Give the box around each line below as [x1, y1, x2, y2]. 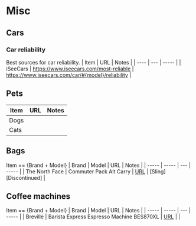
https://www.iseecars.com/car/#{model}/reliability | [6, 71, 132, 78]
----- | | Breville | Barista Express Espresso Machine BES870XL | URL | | [6, 213, 181, 220]
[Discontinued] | [6, 174, 45, 181]
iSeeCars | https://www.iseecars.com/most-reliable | [6, 65, 134, 72]
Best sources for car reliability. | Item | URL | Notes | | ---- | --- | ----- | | [6, 59, 181, 66]
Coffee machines [6, 191, 71, 201]
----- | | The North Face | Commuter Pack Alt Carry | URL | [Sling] [6, 167, 166, 175]
